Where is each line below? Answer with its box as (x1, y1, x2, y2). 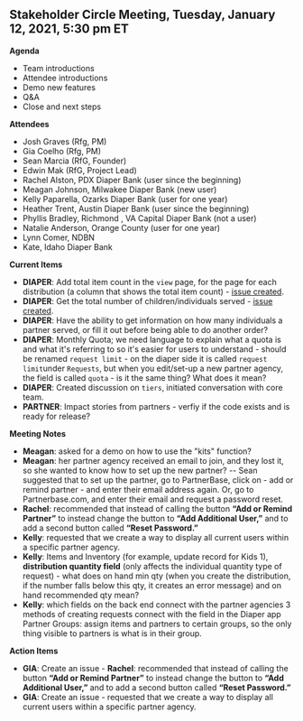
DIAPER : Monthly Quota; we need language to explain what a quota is (22, 334, 281, 345)
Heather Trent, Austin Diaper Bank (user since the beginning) (22, 203, 250, 214)
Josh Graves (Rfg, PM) (22, 135, 107, 147)
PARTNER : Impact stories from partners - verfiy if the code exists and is (22, 401, 290, 411)
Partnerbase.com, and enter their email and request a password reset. (22, 494, 284, 504)
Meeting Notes (9, 428, 66, 439)
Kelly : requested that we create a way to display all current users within (22, 532, 289, 542)
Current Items (9, 259, 63, 270)
